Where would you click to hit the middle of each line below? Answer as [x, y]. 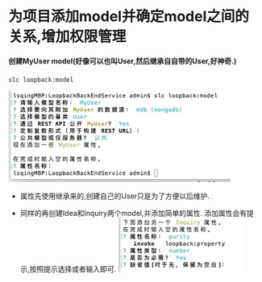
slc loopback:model [41, 80]
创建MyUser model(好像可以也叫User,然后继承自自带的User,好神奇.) [123, 60]
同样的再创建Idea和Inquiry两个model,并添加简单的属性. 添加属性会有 [133, 214]
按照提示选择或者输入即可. [73, 269]
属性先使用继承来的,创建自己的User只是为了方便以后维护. [115, 196]
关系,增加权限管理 [67, 37]
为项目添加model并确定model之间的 [129, 17]
